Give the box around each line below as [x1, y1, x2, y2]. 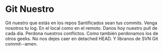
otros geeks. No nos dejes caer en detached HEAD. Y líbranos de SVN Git [5, 36, 158, 42]
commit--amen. [5, 41, 38, 47]
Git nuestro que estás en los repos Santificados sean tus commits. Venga [5, 20, 157, 26]
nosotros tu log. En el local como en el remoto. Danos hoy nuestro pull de [5, 25, 158, 31]
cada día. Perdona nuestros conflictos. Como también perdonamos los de [5, 30, 158, 36]
